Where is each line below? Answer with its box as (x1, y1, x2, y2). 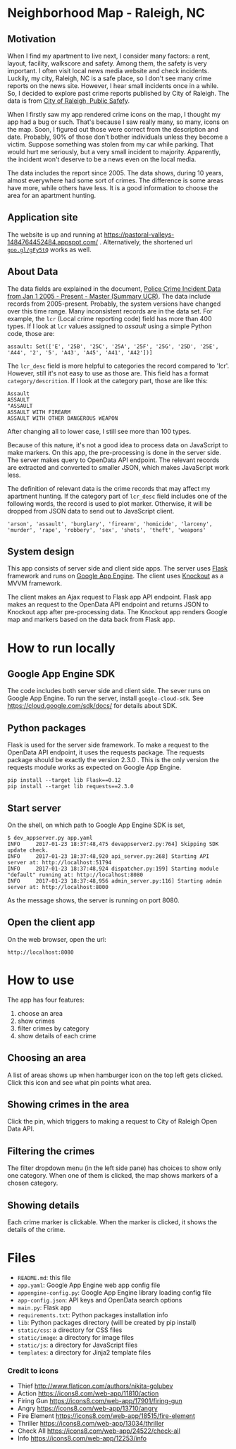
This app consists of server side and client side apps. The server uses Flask (7, 564, 228, 573)
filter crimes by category (17, 1024, 89, 1033)
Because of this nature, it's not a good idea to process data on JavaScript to (7, 440, 228, 449)
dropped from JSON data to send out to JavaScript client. (7, 506, 175, 515)
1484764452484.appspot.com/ (7, 237, 99, 246)
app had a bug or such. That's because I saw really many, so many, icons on (7, 118, 229, 126)
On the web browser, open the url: (7, 935, 107, 943)
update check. (7, 847, 49, 854)
